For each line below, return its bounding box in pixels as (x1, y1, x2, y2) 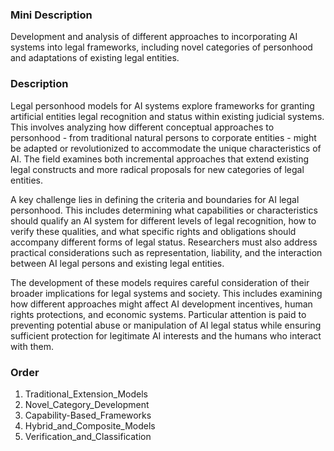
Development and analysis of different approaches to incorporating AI (10, 31, 298, 43)
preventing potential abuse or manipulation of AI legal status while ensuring (10, 319, 322, 331)
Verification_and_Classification (24, 430, 152, 442)
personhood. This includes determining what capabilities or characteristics (10, 204, 318, 216)
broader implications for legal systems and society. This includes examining (10, 287, 323, 299)
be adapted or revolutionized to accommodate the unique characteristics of (10, 142, 322, 154)
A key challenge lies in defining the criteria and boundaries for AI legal (10, 193, 300, 205)
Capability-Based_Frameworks (24, 409, 152, 421)
